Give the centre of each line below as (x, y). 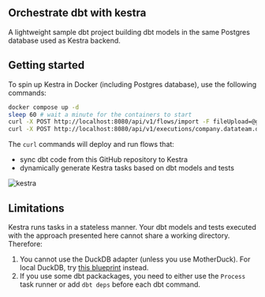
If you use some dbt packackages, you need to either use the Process (132, 276)
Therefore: (26, 243)
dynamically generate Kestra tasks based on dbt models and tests (127, 168)
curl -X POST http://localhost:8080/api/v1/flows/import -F (109, 122)
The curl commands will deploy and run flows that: (91, 145)
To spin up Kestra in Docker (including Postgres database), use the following (132, 84)
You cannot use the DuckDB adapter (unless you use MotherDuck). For (135, 259)
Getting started (47, 65)
